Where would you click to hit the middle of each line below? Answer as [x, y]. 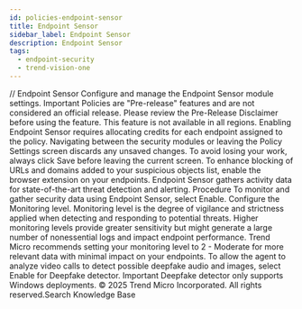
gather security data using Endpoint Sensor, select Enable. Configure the [145, 198]
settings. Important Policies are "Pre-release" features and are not [132, 103]
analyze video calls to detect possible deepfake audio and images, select [145, 266]
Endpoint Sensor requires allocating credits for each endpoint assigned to [146, 132]
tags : [19, 51]
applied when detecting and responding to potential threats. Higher [134, 218]
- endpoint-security [56, 59]
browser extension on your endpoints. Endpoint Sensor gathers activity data [151, 179]
